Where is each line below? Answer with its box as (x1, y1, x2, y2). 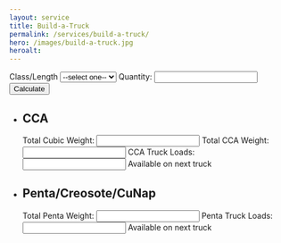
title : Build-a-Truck (9, 21, 90, 30)
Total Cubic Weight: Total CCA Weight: (21, 135, 269, 146)
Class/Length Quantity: (9, 71, 153, 82)
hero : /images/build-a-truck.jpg (9, 38, 134, 47)
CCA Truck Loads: (128, 147, 195, 157)
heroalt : (9, 46, 42, 55)
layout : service (9, 13, 70, 22)
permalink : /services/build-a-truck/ (9, 29, 150, 38)
